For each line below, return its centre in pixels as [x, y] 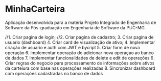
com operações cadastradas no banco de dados [54, 73]
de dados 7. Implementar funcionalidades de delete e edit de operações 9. [80, 58]
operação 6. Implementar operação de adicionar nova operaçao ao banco [80, 53]
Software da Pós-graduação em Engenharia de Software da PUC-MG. [75, 27]
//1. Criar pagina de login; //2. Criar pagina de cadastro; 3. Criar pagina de [80, 37]
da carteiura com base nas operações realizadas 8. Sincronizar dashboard [80, 68]
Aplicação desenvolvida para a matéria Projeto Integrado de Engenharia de [81, 22]
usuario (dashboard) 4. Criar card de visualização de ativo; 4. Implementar [80, 42]
